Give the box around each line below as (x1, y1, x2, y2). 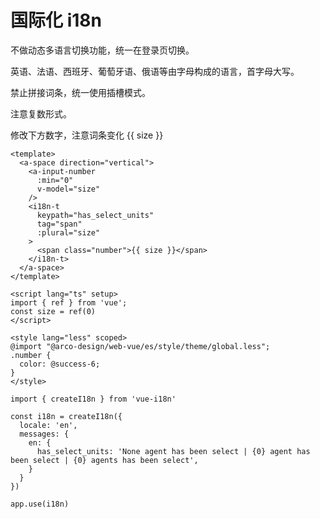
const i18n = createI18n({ (10, 411, 123, 421)
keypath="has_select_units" (36, 210, 155, 220)
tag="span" (36, 219, 83, 229)
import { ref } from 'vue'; (10, 297, 128, 308)
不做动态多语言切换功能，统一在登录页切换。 (10, 44, 195, 56)
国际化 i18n (10, 9, 102, 32)
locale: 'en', (19, 420, 78, 430)
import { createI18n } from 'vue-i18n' (10, 394, 177, 404)
